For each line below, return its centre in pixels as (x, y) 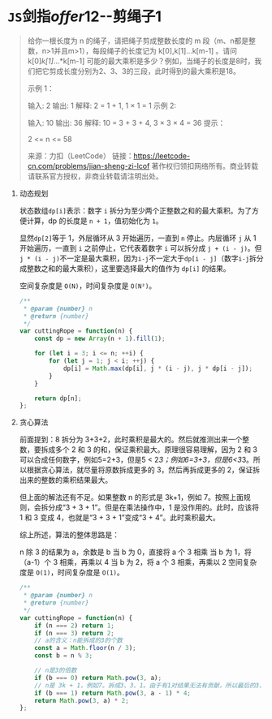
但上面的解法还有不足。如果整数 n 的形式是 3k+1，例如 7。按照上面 (132, 497)
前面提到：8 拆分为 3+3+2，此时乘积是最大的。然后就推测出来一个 (131, 440)
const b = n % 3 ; (64, 656)
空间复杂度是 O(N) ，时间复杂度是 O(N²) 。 (88, 286)
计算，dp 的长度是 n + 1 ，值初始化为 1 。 (95, 221)
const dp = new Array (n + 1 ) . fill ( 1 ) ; (100, 339)
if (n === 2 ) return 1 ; (75, 626)
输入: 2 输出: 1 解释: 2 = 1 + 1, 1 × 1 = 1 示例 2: (101, 105)
